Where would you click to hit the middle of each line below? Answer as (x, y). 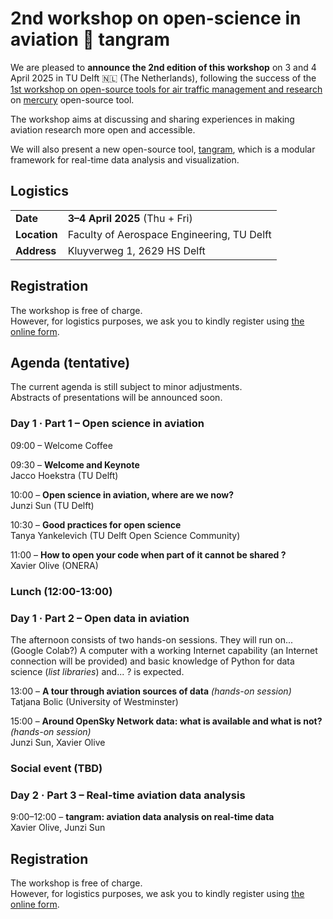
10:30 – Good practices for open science (96, 524)
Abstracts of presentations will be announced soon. (116, 398)
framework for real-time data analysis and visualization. (125, 159)
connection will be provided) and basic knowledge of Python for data (152, 661)
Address (36, 250)
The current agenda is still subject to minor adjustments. (126, 387)
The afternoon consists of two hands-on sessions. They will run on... (152, 639)
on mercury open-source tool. (72, 99)
